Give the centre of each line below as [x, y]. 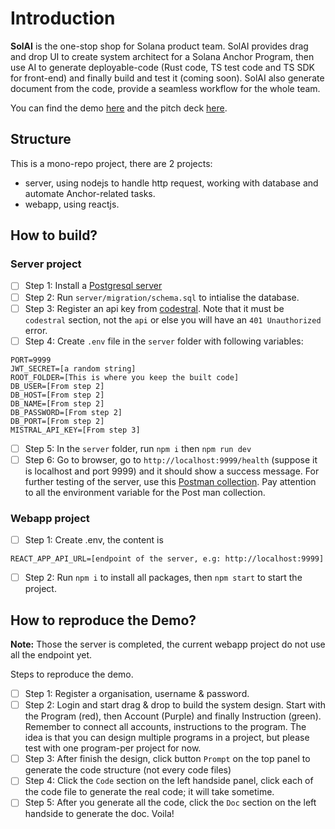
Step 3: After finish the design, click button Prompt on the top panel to [167, 759]
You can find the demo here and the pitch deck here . [119, 108]
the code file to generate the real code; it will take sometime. [149, 792]
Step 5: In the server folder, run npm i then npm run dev [138, 448]
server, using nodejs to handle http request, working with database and [171, 183]
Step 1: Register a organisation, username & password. [137, 694]
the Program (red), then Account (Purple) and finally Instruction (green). [173, 716]
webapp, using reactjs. [72, 204]
